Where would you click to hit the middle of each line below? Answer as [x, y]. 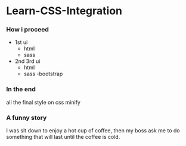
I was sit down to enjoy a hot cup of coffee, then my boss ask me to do [93, 131]
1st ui [21, 42]
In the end [21, 89]
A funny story [27, 118]
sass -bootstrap [43, 74]
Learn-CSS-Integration [64, 11]
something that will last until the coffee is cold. [63, 137]
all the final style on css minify [43, 102]
